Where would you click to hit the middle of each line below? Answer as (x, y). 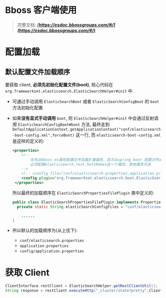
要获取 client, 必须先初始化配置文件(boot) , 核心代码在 (59, 84)
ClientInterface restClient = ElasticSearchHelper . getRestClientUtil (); (82, 286)
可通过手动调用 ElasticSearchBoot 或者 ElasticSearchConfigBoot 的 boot (86, 101)
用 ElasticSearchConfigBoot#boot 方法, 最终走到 (61, 124)
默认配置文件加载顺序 (38, 72)
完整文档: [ (28, 25)
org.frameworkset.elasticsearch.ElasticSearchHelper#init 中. (69, 91)
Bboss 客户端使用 (41, 10)
